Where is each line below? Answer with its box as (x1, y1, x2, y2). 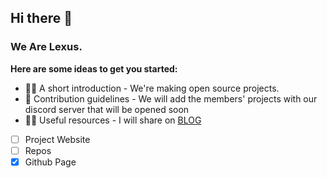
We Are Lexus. (10, 40, 83, 54)
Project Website (24, 133, 91, 145)
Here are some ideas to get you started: (10, 62, 178, 75)
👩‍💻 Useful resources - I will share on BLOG (24, 114, 202, 126)
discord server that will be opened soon (24, 103, 190, 115)
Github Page (24, 156, 77, 168)
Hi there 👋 (10, 10, 73, 27)
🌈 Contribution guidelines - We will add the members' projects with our (24, 92, 318, 105)
